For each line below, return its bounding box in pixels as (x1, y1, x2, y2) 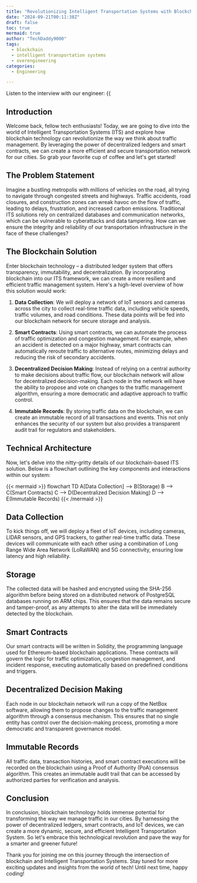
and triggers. (6, 667, 38, 675)
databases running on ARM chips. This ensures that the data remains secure (6, 598, 191, 605)
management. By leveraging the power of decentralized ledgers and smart (6, 141, 186, 148)
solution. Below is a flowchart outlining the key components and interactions (6, 465, 191, 472)
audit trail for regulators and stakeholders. (14, 426, 116, 433)
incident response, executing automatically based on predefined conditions (6, 661, 188, 668)
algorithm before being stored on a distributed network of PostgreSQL (6, 591, 176, 598)
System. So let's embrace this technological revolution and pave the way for (6, 834, 190, 841)
